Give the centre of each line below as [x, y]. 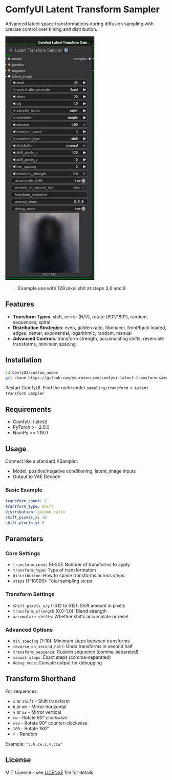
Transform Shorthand [40, 679]
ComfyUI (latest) [30, 422]
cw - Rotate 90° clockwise [40, 717]
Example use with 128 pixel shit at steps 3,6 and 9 [72, 288]
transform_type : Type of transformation [54, 570]
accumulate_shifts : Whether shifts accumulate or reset [71, 616]
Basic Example [24, 490]
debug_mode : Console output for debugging [57, 662]
